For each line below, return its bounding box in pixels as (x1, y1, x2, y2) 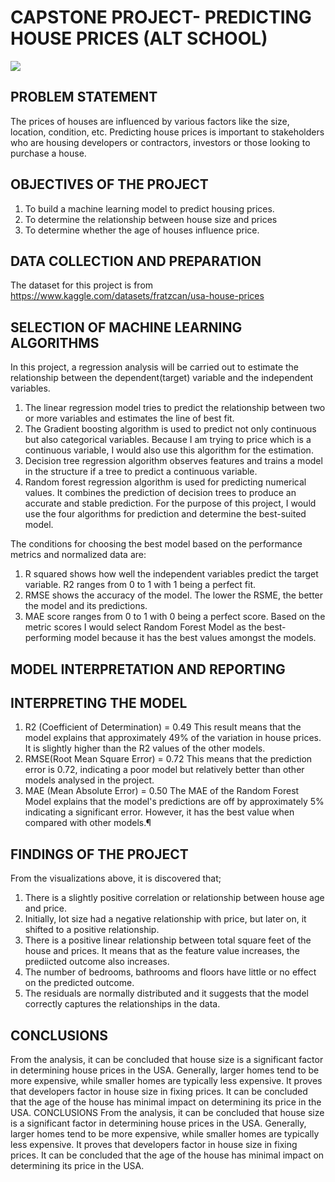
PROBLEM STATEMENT (10, 89, 158, 106)
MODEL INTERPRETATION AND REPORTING (10, 661, 286, 678)
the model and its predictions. (24, 600, 148, 612)
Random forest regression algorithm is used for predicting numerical (24, 476, 307, 488)
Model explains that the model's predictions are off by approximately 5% (24, 796, 325, 808)
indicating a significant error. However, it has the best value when (24, 806, 295, 818)
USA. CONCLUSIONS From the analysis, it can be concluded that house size (10, 1107, 325, 1119)
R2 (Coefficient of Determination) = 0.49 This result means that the (24, 721, 302, 733)
